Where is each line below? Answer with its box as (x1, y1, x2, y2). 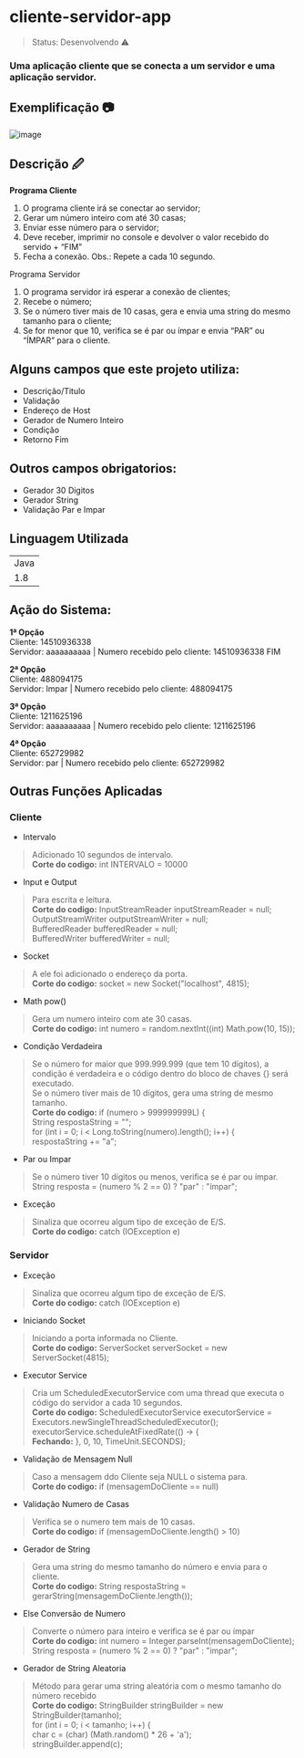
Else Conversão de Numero (22, 1607, 126, 1618)
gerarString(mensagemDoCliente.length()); (31, 1590, 193, 1601)
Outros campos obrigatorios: (9, 461, 177, 476)
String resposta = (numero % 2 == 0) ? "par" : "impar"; (31, 1645, 238, 1656)
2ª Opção (9, 663, 46, 674)
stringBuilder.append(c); (31, 1738, 123, 1749)
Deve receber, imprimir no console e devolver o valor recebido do (22, 232, 269, 243)
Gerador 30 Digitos (22, 485, 95, 496)
